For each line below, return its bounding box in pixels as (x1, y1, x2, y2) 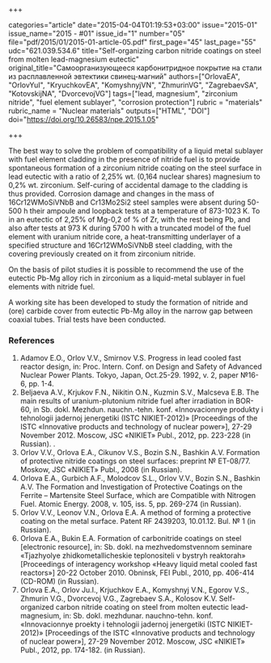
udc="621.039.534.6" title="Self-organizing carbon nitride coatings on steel (8, 46, 261, 55)
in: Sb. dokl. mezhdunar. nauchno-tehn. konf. (63, 611, 214, 621)
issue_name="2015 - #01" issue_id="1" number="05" (8, 29, 185, 38)
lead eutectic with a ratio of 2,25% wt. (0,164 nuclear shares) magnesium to (8, 171, 260, 181)
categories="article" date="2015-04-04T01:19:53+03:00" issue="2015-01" (8, 20, 258, 29)
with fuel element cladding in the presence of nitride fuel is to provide (8, 154, 240, 164)
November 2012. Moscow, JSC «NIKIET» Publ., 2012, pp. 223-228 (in (19, 430, 251, 441)
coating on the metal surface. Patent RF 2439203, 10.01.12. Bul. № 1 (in (19, 517, 256, 526)
